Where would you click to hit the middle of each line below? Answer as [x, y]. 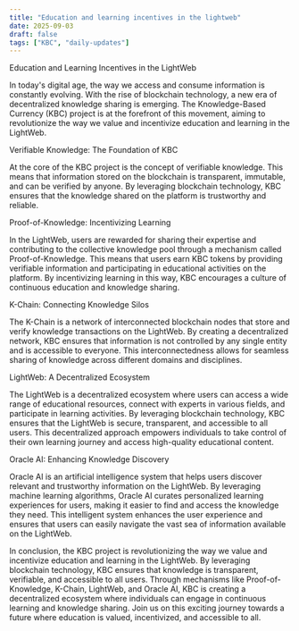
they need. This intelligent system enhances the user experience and [136, 515]
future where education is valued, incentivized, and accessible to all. [135, 618]
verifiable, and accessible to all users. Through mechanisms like [127, 580]
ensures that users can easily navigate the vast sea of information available [148, 525]
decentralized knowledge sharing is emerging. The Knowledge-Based [137, 105]
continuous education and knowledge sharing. [95, 288]
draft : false [33, 34]
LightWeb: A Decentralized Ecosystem [79, 377]
